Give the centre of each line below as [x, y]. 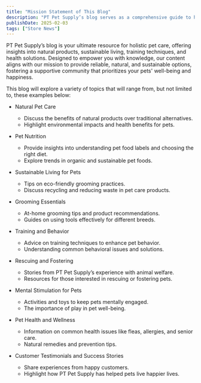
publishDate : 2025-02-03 [37, 23]
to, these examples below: [39, 95]
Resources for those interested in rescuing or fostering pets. [98, 279]
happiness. [20, 77]
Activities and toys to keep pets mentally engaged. [86, 302]
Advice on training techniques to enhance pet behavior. [92, 243]
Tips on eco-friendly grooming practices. [74, 184]
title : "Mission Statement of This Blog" [59, 12]
